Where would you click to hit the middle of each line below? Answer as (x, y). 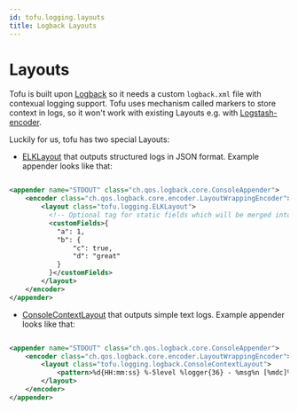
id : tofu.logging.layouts (57, 17)
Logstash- (259, 113)
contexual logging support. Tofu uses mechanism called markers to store (143, 104)
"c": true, (93, 248)
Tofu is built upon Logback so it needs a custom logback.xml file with (135, 94)
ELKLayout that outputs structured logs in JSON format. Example (141, 157)
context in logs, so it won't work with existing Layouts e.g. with (124, 113)
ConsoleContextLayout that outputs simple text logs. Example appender (153, 314)
